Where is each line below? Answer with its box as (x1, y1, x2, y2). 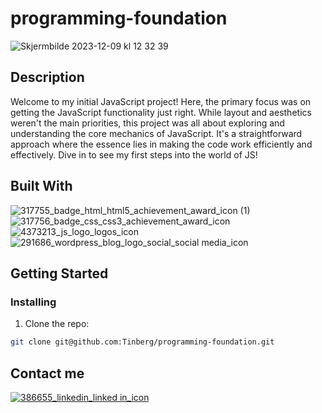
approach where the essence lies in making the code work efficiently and (10, 138, 313, 150)
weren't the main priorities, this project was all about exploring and (10, 117, 285, 129)
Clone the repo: (24, 318, 90, 330)
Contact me (10, 365, 85, 382)
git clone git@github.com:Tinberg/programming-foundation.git (10, 337, 275, 347)
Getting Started (10, 265, 109, 282)
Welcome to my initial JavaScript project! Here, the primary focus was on (10, 95, 312, 107)
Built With (10, 178, 73, 195)
